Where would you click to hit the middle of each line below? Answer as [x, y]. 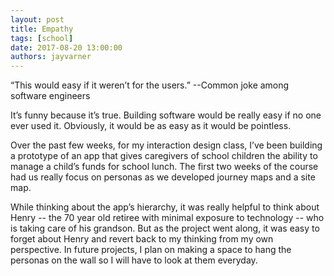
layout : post [37, 19]
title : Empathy [42, 29]
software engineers [50, 96]
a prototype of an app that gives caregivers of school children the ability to [164, 156]
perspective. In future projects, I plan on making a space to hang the [151, 250]
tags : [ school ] [42, 38]
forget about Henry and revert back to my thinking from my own [142, 239]
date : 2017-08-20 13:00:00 [66, 47]
